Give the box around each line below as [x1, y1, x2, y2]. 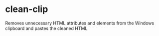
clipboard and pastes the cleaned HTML [5, 25, 88, 31]
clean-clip [5, 3, 48, 15]
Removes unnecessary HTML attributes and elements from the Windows [5, 20, 155, 26]
